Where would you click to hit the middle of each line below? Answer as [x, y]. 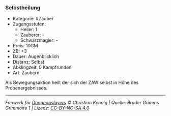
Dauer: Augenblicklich [36, 56]
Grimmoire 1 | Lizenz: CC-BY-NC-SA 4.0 [47, 108]
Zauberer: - [32, 35]
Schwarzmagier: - [39, 40]
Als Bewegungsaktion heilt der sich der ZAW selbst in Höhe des [72, 82]
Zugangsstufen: [29, 24]
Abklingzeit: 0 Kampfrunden [42, 67]
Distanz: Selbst [28, 62]
